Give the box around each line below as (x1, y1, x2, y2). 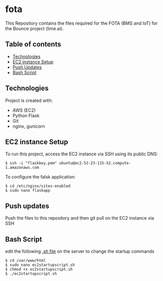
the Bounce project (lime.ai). (5, 25, 64, 31)
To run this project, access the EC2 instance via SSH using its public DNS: (5, 151, 158, 157)
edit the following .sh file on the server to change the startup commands (5, 248, 154, 254)
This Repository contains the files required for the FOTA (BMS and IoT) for (5, 20, 158, 26)
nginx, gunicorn (12, 123, 45, 129)
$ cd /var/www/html (5, 258, 46, 263)
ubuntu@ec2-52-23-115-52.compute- (59, 161, 131, 166)
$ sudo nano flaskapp (5, 188, 51, 193)
